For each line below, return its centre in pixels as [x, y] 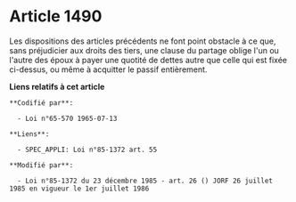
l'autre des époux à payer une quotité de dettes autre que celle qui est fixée [148, 60]
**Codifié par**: [41, 103]
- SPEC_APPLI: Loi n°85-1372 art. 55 [87, 149]
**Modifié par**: [41, 165]
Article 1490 [56, 16]
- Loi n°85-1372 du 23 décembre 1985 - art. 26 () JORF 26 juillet [145, 181]
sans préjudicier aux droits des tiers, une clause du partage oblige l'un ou [144, 50]
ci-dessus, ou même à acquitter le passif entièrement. [108, 69]
